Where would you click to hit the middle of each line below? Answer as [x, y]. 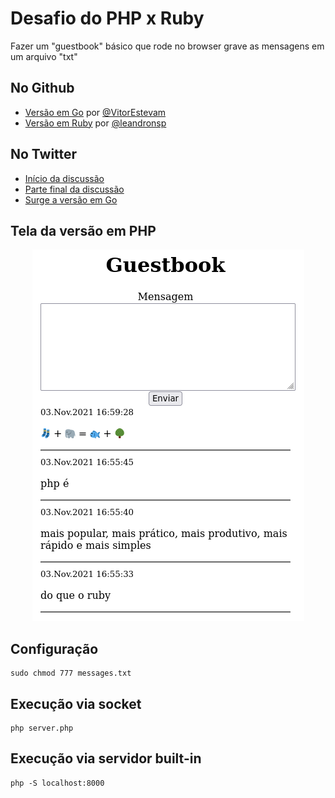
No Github [42, 88]
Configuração [54, 648]
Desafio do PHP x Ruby [107, 18]
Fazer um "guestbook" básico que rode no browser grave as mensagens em [167, 46]
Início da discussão [64, 178]
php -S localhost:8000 [57, 783]
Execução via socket [76, 703]
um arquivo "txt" [44, 56]
